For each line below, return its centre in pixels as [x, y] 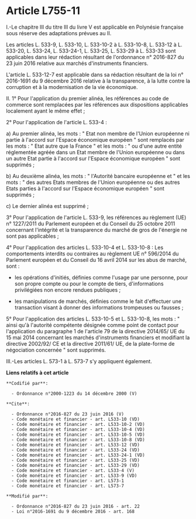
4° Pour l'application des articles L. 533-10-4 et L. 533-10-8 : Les [85, 247]
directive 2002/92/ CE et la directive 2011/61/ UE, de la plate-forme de [90, 343]
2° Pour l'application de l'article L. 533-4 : [56, 122]
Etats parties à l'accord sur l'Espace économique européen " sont [85, 188]
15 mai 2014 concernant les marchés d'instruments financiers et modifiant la [98, 337]
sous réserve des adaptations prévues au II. [59, 33]
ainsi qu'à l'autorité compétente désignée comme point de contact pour [92, 325]
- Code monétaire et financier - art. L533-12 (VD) [76, 445]
